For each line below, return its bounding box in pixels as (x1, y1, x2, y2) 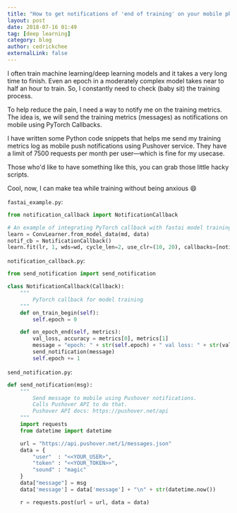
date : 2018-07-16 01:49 (7, 23, 78, 30)
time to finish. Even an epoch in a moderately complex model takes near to (7, 76, 224, 85)
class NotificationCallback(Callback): (7, 283, 125, 290)
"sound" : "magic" (32, 466, 87, 473)
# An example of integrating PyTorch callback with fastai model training (7, 224, 232, 231)
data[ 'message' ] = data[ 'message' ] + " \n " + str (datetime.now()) (20, 485, 217, 493)
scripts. (7, 170, 30, 179)
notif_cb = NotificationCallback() (7, 237, 112, 244)
